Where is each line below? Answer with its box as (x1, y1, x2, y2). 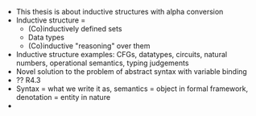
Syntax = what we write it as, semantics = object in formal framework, (15, 84, 249, 93)
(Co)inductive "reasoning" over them (27, 41, 151, 51)
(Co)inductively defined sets (27, 24, 122, 33)
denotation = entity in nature (15, 93, 111, 101)
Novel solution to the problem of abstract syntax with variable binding (15, 67, 247, 76)
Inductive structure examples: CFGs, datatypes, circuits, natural (15, 50, 228, 59)
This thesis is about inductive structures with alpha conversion (15, 7, 224, 16)
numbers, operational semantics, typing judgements (15, 58, 189, 68)
